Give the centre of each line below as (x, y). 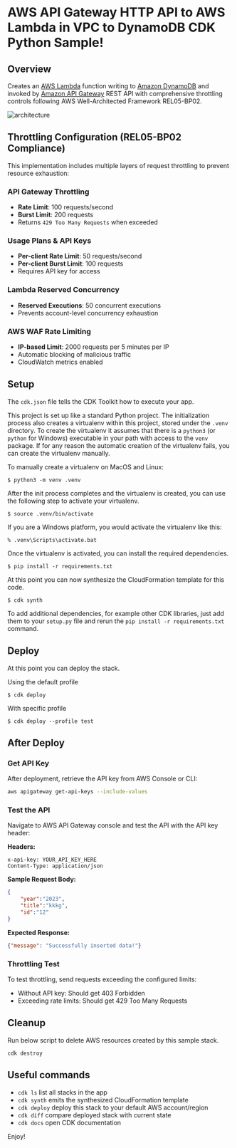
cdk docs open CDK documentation (69, 1122)
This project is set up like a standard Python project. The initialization (109, 415)
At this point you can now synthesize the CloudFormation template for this (116, 579)
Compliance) (36, 148)
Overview (30, 69)
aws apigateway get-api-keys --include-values (78, 792)
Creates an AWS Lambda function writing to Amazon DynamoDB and (108, 86)
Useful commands (49, 1075)
